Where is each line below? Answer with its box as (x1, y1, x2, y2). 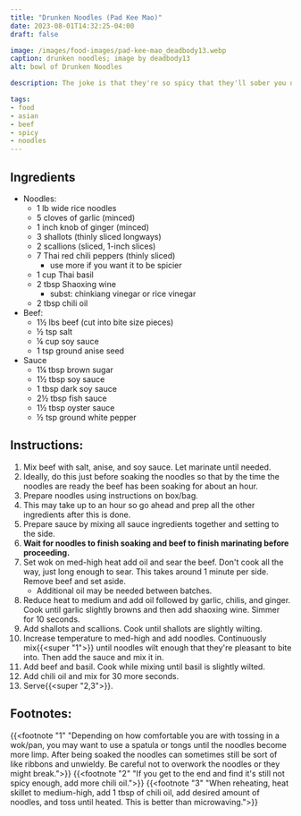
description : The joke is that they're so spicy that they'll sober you (10, 79, 287, 88)
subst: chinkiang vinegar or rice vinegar (49, 288, 196, 299)
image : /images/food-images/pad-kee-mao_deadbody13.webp (10, 46, 227, 55)
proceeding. (22, 547, 71, 557)
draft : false (10, 30, 59, 38)
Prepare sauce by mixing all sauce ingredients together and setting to (22, 518, 280, 529)
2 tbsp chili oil (36, 297, 88, 309)
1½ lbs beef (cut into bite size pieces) (36, 317, 174, 327)
